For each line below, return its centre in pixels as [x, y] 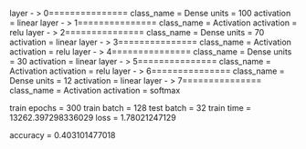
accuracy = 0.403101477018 [63, 135]
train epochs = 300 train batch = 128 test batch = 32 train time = [131, 108]
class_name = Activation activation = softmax [95, 90]
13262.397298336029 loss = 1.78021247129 [93, 118]
